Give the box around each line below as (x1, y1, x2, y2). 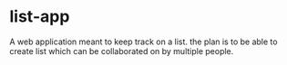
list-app (9, 6, 70, 27)
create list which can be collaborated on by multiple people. (9, 45, 234, 56)
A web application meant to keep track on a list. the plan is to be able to (9, 36, 278, 47)
